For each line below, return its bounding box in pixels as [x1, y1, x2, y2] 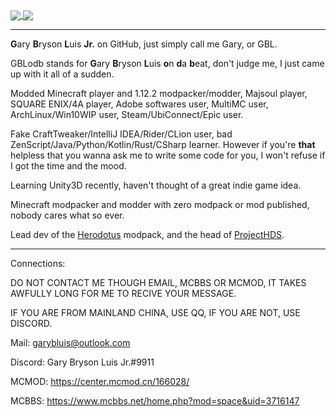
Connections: [10, 258, 66, 270]
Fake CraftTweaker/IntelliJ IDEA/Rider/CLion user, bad [10, 128, 233, 140]
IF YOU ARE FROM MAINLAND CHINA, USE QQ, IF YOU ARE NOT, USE [10, 307, 301, 319]
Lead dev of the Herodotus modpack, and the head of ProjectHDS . [10, 229, 285, 241]
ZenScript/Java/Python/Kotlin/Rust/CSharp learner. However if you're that [10, 139, 316, 151]
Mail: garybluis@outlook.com [10, 337, 131, 349]
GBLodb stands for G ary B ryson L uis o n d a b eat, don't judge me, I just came [10, 58, 325, 70]
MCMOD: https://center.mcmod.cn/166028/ [10, 376, 190, 388]
